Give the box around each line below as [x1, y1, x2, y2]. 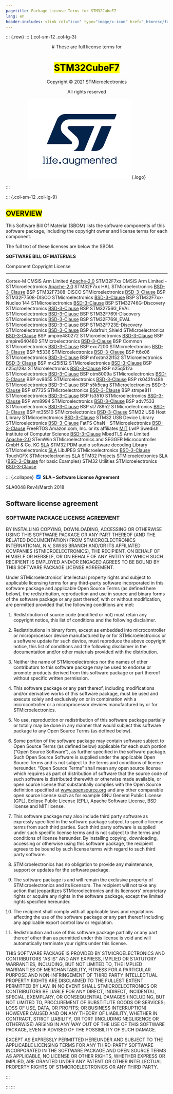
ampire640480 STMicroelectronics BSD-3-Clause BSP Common [6, 338, 143, 344]
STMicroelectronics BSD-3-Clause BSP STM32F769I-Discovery [6, 311, 141, 317]
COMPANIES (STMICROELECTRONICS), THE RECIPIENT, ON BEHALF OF [6, 548, 160, 554]
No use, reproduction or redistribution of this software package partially [13, 716, 166, 723]
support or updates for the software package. [13, 866, 110, 873]
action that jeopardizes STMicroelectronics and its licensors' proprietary [13, 888, 166, 894]
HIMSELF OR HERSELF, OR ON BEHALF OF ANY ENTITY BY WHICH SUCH [6, 553, 163, 559]
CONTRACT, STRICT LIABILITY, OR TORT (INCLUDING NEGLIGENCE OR [6, 1015, 159, 1022]
